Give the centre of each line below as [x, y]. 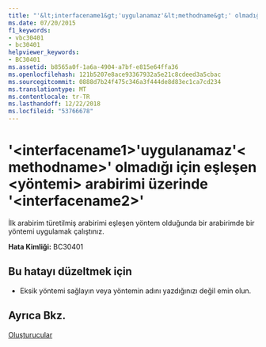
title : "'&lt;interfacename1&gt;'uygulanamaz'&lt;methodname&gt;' [120, 15]
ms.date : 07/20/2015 [42, 23]
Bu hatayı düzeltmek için [70, 271]
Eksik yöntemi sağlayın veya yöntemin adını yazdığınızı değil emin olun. [135, 291]
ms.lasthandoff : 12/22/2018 [55, 104]
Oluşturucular [30, 334]
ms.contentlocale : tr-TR [49, 97]
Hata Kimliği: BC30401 [46, 246]
